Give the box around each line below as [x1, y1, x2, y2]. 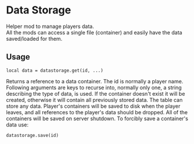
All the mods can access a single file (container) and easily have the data [6, 29, 183, 36]
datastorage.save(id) [6, 132, 59, 138]
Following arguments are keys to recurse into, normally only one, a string [6, 84, 182, 91]
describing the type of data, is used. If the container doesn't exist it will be [6, 90, 186, 97]
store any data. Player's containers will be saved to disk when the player [6, 103, 181, 110]
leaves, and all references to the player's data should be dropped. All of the [6, 108, 188, 115]
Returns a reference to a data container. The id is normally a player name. [6, 78, 183, 85]
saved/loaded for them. [6, 35, 63, 42]
